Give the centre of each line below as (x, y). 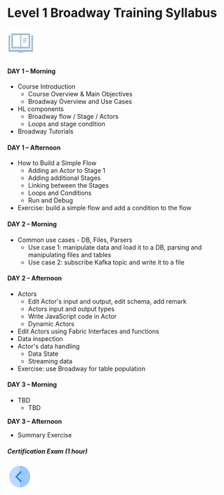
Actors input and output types (71, 309)
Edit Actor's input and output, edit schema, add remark (107, 301)
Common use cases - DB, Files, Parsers (75, 240)
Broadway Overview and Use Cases (80, 102)
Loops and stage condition (66, 124)
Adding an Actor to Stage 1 (67, 171)
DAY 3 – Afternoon (35, 421)
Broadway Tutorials (45, 131)
